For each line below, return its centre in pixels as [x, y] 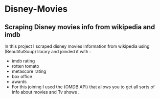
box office [22, 76]
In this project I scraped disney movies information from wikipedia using [77, 46]
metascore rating [29, 71]
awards [19, 82]
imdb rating [23, 61]
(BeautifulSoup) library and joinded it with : [48, 51]
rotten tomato [25, 66]
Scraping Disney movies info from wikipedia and [80, 27]
